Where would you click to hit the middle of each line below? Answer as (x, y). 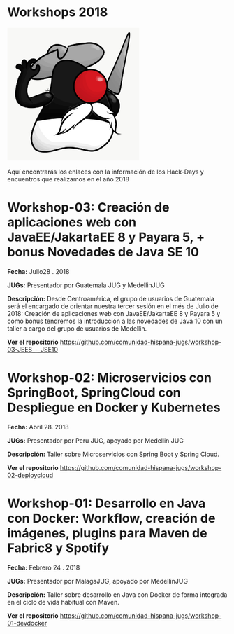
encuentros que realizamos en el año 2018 (68, 179)
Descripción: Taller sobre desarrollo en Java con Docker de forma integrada (117, 594)
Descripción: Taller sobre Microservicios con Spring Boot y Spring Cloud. (114, 454)
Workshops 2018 (58, 12)
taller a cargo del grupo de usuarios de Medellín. (77, 328)
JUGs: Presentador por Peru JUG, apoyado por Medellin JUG (95, 440)
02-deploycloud (30, 475)
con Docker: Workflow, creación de (111, 518)
